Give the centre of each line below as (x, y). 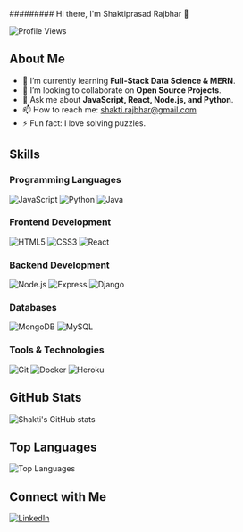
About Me (37, 59)
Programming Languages (66, 180)
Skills (25, 155)
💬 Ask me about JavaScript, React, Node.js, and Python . (128, 99)
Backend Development (59, 265)
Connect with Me (58, 497)
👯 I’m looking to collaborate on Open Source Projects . (121, 90)
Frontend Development (60, 222)
